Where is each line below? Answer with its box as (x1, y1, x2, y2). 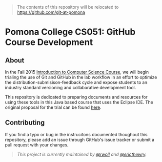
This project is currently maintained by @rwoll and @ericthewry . (17, 151, 147, 157)
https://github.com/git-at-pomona (17, 9, 85, 15)
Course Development (5, 37, 93, 48)
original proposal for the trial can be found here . (5, 104, 101, 110)
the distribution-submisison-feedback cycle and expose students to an (5, 80, 147, 85)
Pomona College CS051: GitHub (5, 26, 136, 38)
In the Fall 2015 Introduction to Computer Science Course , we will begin (5, 69, 149, 75)
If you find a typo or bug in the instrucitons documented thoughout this (5, 131, 148, 137)
